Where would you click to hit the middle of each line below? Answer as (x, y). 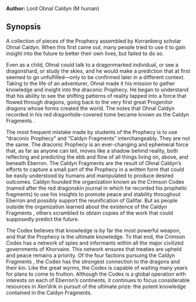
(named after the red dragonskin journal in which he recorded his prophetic (97, 188)
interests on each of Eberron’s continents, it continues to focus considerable (98, 280)
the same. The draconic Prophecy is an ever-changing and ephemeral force (97, 144)
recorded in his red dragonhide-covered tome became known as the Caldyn (98, 114)
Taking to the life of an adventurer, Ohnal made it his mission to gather (91, 83)
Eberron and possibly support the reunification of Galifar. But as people (92, 200)
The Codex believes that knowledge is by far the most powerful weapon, (94, 230)
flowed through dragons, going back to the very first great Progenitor (90, 102)
